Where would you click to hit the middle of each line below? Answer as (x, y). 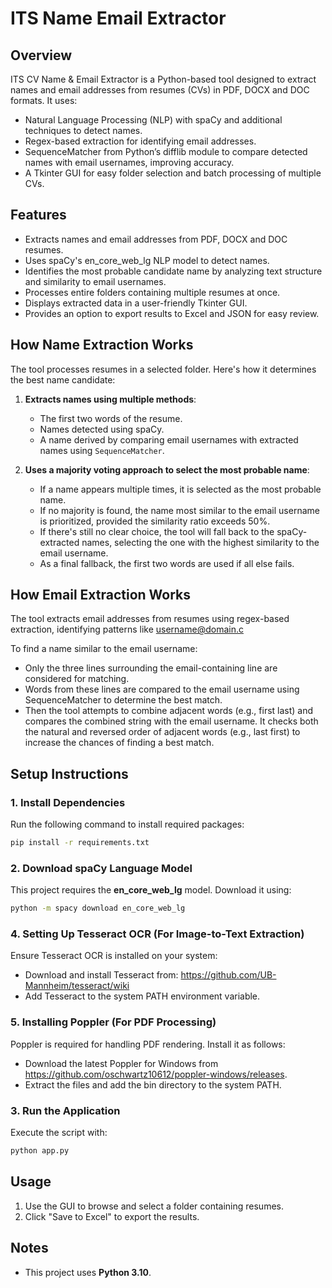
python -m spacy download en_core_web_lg (98, 908)
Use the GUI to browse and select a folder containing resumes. (154, 1206)
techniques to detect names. (83, 130)
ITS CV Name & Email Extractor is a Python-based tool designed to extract (163, 79)
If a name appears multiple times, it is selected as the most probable (180, 489)
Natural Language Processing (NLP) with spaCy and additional (153, 120)
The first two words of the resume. (111, 418)
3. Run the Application (65, 1110)
